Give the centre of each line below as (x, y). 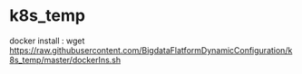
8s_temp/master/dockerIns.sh (65, 60)
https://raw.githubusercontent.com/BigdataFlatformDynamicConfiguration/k (151, 50)
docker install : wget (47, 41)
